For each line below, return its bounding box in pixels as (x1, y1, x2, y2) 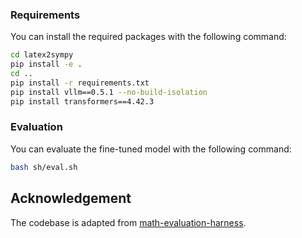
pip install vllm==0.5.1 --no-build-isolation (10, 87, 208, 97)
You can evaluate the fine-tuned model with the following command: (10, 143, 292, 155)
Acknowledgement (10, 190, 132, 207)
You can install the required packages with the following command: (10, 31, 287, 43)
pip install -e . (10, 59, 83, 70)
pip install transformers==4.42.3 (10, 96, 155, 107)
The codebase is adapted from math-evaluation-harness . (10, 216, 247, 228)
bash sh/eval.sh (10, 162, 78, 172)
